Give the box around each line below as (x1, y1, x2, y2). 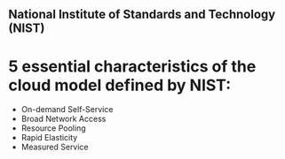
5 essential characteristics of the (8, 57, 257, 76)
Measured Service (20, 141, 90, 153)
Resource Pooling (20, 123, 86, 133)
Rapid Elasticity (20, 132, 78, 143)
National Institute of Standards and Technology (8, 7, 276, 22)
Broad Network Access (20, 114, 107, 125)
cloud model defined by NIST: (8, 75, 232, 95)
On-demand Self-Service (20, 104, 114, 115)
